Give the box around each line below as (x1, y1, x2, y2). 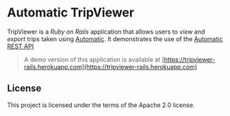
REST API (7, 42, 34, 50)
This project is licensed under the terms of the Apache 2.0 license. (7, 101, 195, 109)
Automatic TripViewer (7, 5, 135, 21)
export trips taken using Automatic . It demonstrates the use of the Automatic (7, 34, 223, 43)
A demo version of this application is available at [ (23, 55, 164, 63)
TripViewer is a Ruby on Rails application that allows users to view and (7, 27, 205, 36)
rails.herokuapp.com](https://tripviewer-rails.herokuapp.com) (23, 62, 197, 71)
